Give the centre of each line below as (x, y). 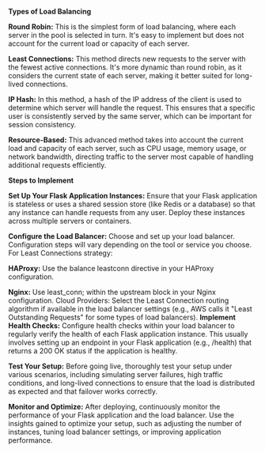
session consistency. (42, 125)
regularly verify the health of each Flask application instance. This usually (128, 334)
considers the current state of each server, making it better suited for (121, 75)
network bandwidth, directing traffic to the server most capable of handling (131, 157)
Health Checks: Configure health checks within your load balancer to (121, 326)
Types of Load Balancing (50, 11)
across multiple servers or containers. (70, 221)
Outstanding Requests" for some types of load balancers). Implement (122, 317)
